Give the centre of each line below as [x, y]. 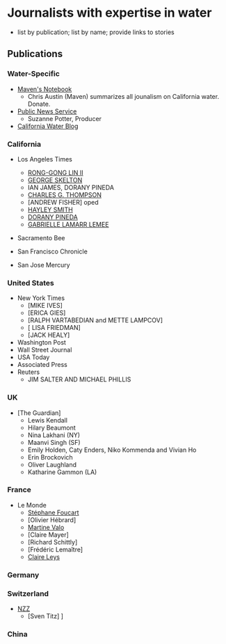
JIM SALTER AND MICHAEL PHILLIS [79, 379]
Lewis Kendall [48, 420]
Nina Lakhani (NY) [54, 435]
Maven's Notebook [45, 89]
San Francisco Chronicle [53, 251]
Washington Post [41, 343]
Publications [35, 54]
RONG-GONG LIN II [55, 173]
